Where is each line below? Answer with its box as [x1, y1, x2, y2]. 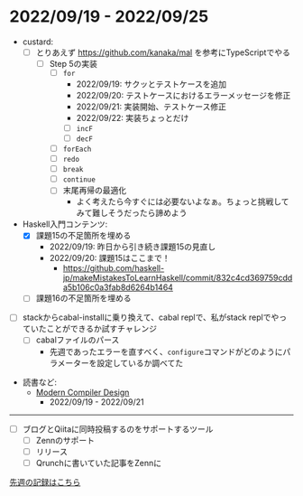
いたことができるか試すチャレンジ [30, 323, 158, 334]
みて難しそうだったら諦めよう [76, 208, 188, 219]
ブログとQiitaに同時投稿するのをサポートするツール [22, 423, 214, 435]
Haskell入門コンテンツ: [22, 219, 108, 229]
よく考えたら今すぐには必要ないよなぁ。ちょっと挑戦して [76, 196, 290, 207]
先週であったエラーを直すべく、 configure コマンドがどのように [49, 346, 283, 357]
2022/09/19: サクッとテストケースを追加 [76, 79, 227, 89]
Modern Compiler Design [35, 387, 130, 398]
